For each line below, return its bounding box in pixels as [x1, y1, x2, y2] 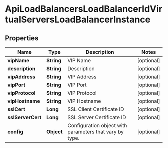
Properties [5, 34, 39, 42]
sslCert [7, 106, 26, 113]
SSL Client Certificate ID [67, 106, 124, 113]
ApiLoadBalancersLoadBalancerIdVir [5, 3, 163, 15]
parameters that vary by [67, 128, 124, 135]
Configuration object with [67, 122, 127, 129]
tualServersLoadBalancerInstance [5, 14, 151, 25]
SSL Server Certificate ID [67, 114, 126, 121]
